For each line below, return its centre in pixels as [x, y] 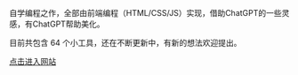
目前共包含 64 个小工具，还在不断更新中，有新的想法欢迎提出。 [125, 43]
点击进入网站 [32, 61]
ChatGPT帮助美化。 [68, 24]
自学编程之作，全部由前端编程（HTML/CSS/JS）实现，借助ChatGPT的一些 [145, 13]
